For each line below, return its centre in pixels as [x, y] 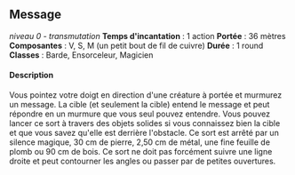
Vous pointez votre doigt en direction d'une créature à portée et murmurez [146, 95]
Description [32, 76]
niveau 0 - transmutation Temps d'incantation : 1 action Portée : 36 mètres [147, 36]
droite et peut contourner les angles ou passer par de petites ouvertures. [143, 161]
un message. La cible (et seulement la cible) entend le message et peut [140, 105]
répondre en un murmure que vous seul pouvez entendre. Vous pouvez [140, 114]
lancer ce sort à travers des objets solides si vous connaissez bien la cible [145, 123]
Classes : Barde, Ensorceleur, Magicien [81, 55]
